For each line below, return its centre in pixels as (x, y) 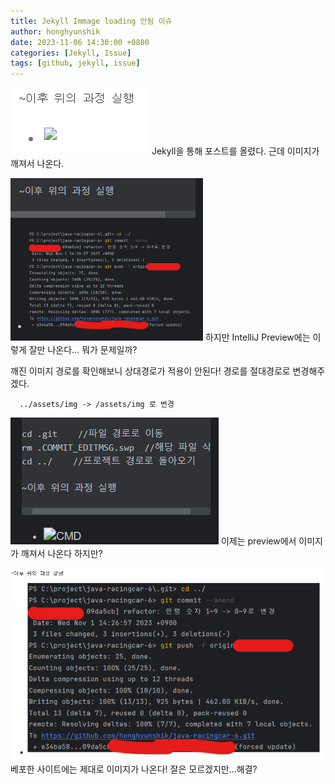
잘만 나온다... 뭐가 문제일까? (83, 350)
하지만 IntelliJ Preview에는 (257, 337)
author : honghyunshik (55, 31)
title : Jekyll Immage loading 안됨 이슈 (91, 21)
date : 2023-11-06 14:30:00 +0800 (80, 42)
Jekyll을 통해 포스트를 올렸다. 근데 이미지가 (235, 151)
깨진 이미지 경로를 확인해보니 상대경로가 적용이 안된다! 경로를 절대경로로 (150, 371)
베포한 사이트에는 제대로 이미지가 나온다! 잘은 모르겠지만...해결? (134, 769)
